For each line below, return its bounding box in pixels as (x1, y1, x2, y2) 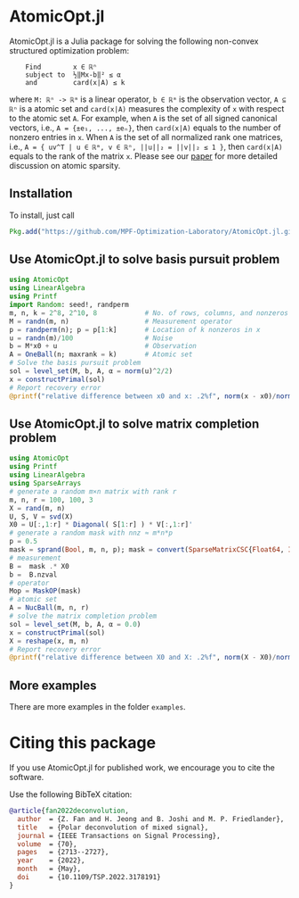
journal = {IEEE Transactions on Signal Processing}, (17, 831, 221, 840)
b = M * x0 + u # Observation (9, 342, 198, 351)
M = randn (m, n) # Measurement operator (9, 317, 233, 326)
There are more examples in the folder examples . (9, 702, 186, 712)
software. (9, 772, 44, 782)
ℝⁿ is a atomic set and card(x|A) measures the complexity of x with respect (9, 103, 285, 113)
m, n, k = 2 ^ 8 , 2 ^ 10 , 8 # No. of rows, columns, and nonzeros (9, 308, 289, 318)
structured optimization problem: (9, 45, 130, 55)
